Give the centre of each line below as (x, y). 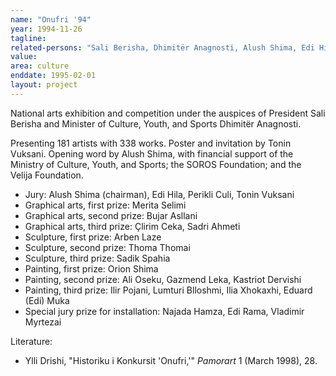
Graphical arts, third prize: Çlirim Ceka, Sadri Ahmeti (132, 226)
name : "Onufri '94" (51, 19)
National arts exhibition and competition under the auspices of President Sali (168, 113)
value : (24, 57)
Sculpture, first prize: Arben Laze (93, 237)
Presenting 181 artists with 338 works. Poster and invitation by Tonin (151, 143)
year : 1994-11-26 (46, 29)
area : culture (40, 66)
